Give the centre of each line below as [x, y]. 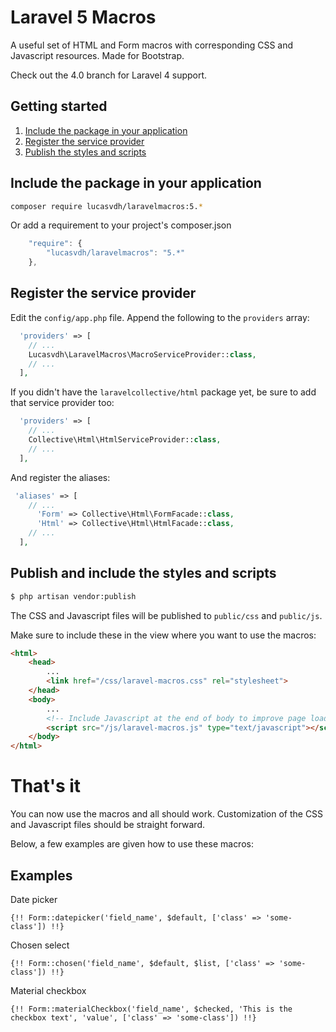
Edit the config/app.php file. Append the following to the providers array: [160, 317]
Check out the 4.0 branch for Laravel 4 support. [109, 75]
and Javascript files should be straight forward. [107, 825]
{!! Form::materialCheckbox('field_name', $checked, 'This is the [151, 1009]
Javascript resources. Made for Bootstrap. [97, 55]
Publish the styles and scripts [85, 152]
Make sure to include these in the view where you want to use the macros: [163, 635]
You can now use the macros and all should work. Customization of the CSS [167, 814]
